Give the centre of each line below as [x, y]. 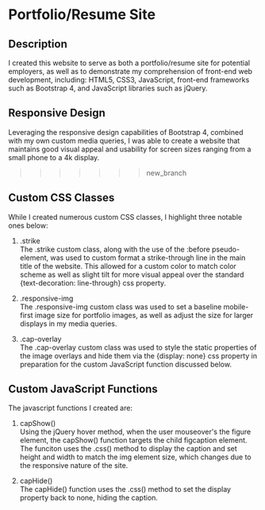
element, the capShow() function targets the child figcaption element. [133, 440]
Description [38, 44]
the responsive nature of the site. [74, 466]
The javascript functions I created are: [71, 408]
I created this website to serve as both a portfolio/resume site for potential [129, 63]
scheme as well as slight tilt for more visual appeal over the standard [132, 274]
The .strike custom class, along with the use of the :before [115, 249]
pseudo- [226, 249]
